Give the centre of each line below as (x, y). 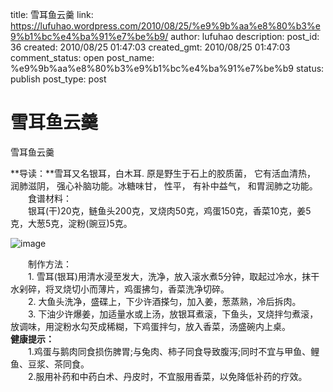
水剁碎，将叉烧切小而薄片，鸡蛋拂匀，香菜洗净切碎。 (120, 289)
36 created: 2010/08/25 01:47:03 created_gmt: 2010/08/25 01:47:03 (150, 47)
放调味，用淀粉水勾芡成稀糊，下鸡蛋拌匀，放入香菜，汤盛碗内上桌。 (150, 326)
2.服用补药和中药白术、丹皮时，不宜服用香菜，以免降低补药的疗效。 (167, 376)
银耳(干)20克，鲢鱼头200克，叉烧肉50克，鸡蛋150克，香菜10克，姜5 (169, 210)
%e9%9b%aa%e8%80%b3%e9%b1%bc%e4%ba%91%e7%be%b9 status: (167, 68)
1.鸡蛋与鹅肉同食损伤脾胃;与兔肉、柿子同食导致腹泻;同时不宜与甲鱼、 (169, 351)
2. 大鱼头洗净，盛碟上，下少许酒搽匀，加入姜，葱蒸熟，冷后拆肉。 (164, 301)
